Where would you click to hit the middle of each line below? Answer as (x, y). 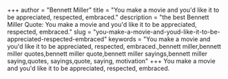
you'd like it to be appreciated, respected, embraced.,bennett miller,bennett (114, 46)
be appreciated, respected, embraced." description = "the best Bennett (108, 17)
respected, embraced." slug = (49, 32)
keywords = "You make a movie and (159, 39)
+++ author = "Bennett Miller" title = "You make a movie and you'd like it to (113, 10)
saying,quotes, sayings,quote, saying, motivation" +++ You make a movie (111, 61)
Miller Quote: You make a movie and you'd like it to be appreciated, (102, 24)
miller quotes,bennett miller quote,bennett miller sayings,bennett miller (107, 54)
